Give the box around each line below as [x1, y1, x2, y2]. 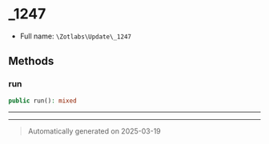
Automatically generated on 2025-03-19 [27, 126, 162, 136]
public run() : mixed [8, 97, 78, 105]
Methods [8, 54, 54, 68]
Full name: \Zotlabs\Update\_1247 [19, 31, 132, 41]
